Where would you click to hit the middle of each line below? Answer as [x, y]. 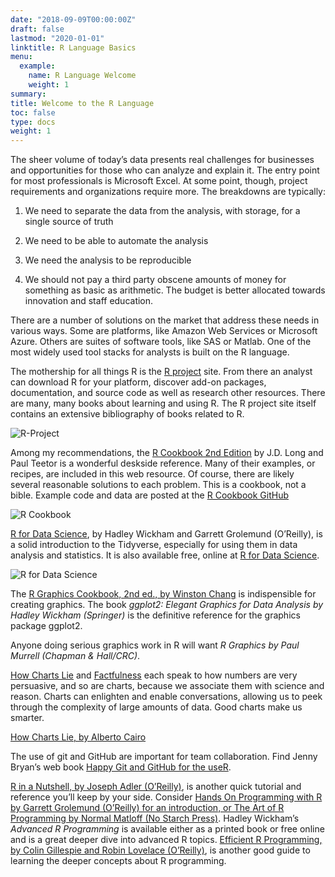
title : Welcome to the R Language [82, 103]
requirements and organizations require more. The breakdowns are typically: [168, 192]
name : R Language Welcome [82, 76]
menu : [21, 57]
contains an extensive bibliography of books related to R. [127, 414]
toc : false [33, 112]
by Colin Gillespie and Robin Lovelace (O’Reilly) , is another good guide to [160, 850]
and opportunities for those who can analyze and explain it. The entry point [165, 170]
